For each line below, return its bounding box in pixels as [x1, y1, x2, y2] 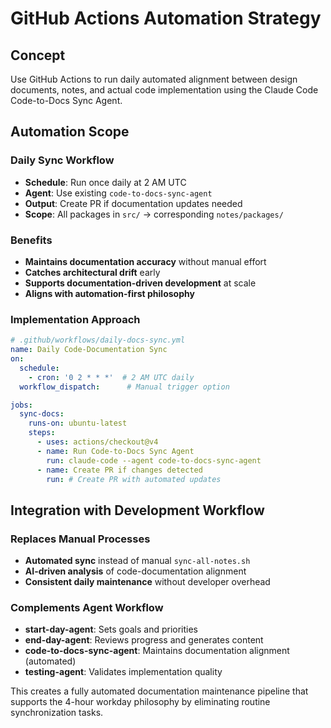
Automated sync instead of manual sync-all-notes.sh [24, 555, 251, 567]
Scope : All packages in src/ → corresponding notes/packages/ [24, 208, 284, 220]
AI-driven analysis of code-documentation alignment [24, 565, 247, 577]
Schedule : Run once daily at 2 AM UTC [24, 176, 187, 188]
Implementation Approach [10, 312, 141, 326]
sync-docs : [19, 409, 65, 419]
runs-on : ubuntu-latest [28, 418, 128, 429]
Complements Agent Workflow [10, 601, 164, 615]
